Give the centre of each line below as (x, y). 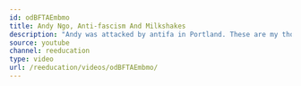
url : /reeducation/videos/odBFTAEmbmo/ (84, 68)
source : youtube (39, 43)
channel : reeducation (50, 51)
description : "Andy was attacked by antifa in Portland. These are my (144, 34)
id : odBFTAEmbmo (39, 17)
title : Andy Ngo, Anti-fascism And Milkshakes (98, 26)
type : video (31, 59)
